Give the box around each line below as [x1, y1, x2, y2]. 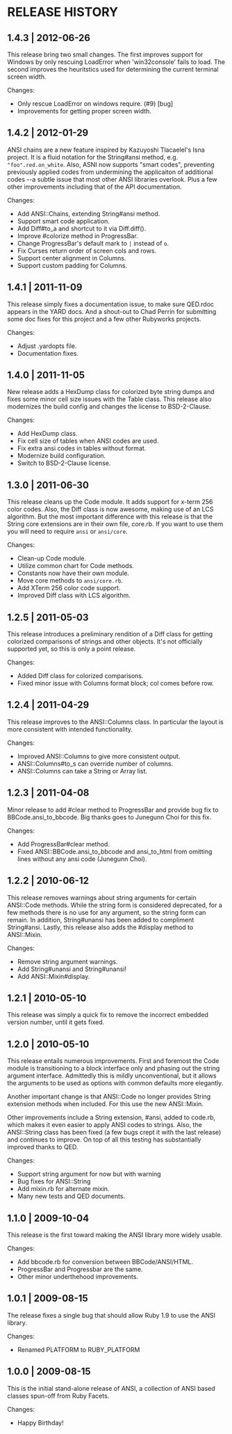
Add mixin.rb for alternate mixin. [17, 1185, 110, 1193]
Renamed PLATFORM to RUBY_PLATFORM [17, 1345, 140, 1354]
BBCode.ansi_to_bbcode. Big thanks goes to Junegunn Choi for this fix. [7, 812, 212, 821]
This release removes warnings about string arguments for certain [7, 893, 197, 901]
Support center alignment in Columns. [17, 253, 126, 262]
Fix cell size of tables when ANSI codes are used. [17, 436, 159, 446]
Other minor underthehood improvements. [17, 1272, 139, 1281]
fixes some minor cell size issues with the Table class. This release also [7, 395, 212, 404]
